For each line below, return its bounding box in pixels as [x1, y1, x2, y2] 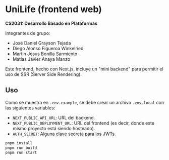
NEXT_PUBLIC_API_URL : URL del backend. [12, 114, 95, 121]
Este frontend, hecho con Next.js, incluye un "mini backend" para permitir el [5, 66, 163, 72]
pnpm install [5, 140, 33, 145]
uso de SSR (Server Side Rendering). [5, 71, 82, 77]
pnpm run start [5, 150, 37, 155]
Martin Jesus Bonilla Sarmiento [12, 51, 78, 57]
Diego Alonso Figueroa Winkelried [12, 45, 84, 51]
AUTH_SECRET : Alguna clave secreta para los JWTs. [12, 131, 116, 137]
